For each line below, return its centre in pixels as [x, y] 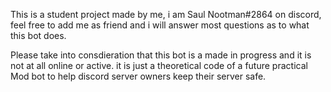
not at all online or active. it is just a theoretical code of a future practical [159, 65]
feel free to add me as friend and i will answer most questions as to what [160, 25]
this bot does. [38, 35]
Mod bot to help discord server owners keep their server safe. [138, 76]
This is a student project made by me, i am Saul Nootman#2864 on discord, [166, 14]
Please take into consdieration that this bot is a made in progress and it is [161, 55]
